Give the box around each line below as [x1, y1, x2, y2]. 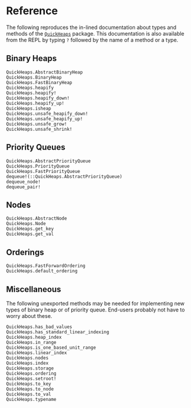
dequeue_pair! [6, 184, 41, 190]
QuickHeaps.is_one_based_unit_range [6, 345, 96, 351]
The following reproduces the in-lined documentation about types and [6, 24, 177, 31]
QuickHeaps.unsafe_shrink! [6, 126, 73, 132]
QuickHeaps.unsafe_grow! [6, 121, 67, 127]
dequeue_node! [6, 179, 41, 185]
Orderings [6, 247, 44, 257]
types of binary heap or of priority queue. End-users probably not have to [6, 306, 185, 313]
